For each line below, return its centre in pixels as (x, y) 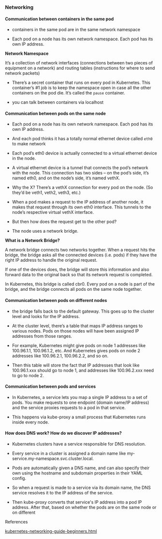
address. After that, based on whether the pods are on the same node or (84, 507)
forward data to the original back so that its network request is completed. (79, 275)
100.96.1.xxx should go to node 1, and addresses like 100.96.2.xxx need (83, 370)
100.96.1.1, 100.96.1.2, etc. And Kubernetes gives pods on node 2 (76, 350)
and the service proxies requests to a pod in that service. (69, 407)
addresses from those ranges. (42, 336)
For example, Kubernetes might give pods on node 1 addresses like (79, 345)
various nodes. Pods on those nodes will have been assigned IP (75, 331)
